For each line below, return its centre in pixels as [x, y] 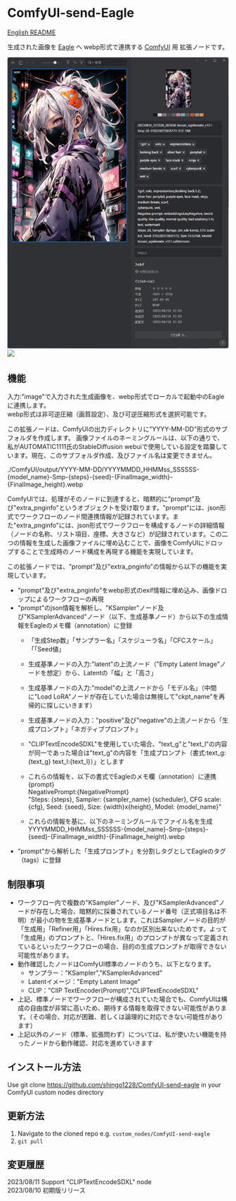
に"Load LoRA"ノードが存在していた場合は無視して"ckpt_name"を [123, 696]
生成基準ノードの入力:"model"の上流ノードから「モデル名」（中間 [122, 688]
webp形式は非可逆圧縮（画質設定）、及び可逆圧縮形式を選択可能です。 [109, 414]
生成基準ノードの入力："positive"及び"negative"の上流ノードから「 [125, 720]
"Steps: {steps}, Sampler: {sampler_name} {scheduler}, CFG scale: [125, 800]
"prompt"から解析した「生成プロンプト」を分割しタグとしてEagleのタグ [122, 851]
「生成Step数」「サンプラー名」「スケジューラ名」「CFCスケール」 [122, 640]
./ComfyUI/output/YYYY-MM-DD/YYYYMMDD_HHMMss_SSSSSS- [104, 469]
